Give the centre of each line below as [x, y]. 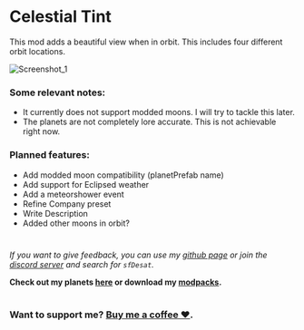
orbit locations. [38, 51]
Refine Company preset [67, 204]
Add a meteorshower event [73, 194]
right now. [41, 131]
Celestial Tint [60, 17]
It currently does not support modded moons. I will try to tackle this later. [158, 112]
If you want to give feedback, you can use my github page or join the [138, 255]
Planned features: [50, 155]
